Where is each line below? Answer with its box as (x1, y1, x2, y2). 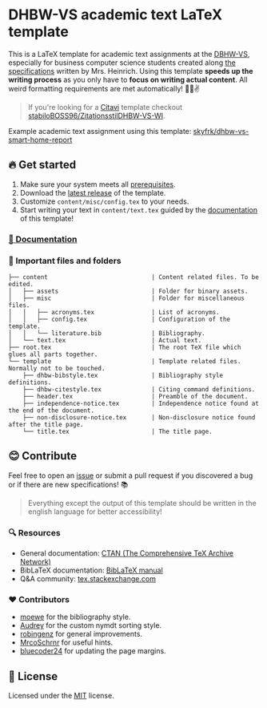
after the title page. (8, 420, 84, 428)
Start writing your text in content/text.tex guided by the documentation (19, 204, 258, 214)
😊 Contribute (8, 449, 78, 463)
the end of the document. (8, 407, 94, 415)
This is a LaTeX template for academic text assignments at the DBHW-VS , (8, 49, 250, 59)
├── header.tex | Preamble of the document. (22, 392, 249, 400)
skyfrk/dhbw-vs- (193, 126, 249, 136)
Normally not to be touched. (8, 364, 106, 372)
